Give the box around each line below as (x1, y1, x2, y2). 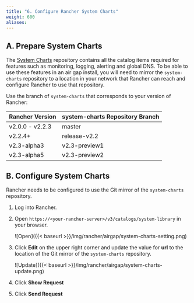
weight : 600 (6, 14, 35, 20)
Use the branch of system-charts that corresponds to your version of (6, 93, 171, 100)
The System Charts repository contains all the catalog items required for (6, 57, 179, 64)
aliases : (6, 19, 27, 25)
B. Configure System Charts (6, 170, 110, 181)
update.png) (14, 268, 45, 274)
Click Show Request (14, 279, 64, 286)
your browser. (14, 221, 48, 228)
